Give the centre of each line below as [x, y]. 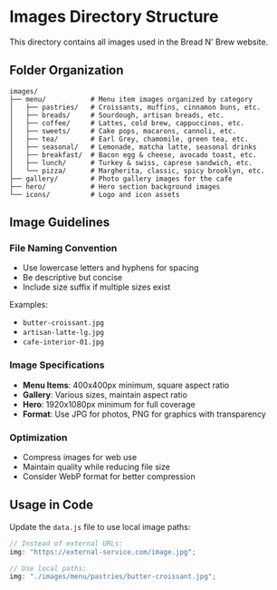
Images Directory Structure [114, 17]
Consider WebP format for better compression [109, 477]
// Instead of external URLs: [67, 543]
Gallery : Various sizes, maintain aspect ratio [105, 394]
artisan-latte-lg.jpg [63, 333]
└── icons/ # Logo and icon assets [95, 194]
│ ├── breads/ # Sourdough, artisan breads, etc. [117, 115]
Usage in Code [51, 505]
